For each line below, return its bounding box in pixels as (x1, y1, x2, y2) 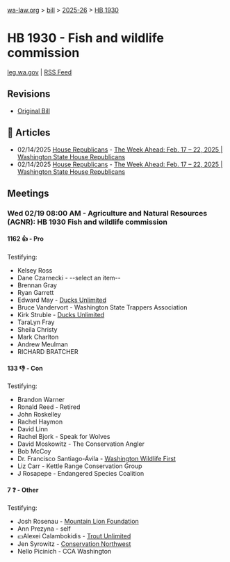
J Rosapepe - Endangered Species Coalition (17, 469, 145, 478)
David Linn (17, 425, 49, 433)
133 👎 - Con (7, 364, 43, 372)
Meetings (7, 187, 50, 199)
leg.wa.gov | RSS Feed (7, 67, 72, 76)
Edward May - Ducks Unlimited (17, 296, 106, 305)
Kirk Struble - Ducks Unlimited (17, 311, 105, 319)
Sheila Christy (17, 326, 58, 334)
